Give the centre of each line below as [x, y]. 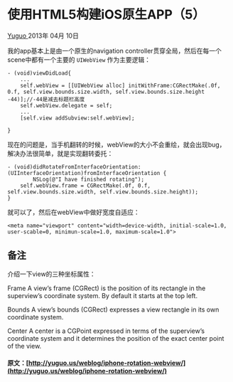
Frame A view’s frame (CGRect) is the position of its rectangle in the [107, 288]
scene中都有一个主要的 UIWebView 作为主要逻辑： [79, 59]
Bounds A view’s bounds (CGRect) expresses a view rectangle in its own [113, 309]
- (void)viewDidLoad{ [39, 73]
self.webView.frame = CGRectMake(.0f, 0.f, [86, 186]
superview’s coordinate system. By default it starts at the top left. [102, 295]
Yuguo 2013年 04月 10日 [43, 36]
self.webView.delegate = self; [66, 105]
